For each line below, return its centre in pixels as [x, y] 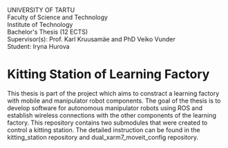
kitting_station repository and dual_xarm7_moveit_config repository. [103, 137]
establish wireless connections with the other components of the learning [112, 115]
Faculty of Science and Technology [58, 17]
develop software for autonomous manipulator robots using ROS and [105, 108]
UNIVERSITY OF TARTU [41, 10]
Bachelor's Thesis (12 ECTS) [48, 32]
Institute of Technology [40, 24]
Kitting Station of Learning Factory [108, 74]
